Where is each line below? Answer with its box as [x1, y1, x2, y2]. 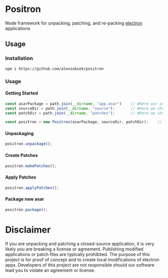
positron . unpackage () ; [5, 141, 52, 146]
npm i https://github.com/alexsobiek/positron [5, 66, 104, 71]
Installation [5, 55, 33, 62]
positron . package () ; [5, 207, 48, 212]
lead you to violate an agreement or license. [5, 267, 95, 273]
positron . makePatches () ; [5, 163, 57, 168]
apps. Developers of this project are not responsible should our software [5, 261, 155, 268]
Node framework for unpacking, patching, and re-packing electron [5, 20, 142, 26]
